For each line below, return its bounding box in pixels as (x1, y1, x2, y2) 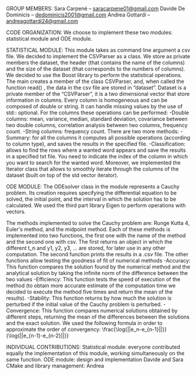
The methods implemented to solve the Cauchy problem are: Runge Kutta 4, (6, 220, 190, 226)
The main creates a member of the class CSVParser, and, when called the (6, 78, 185, 85)
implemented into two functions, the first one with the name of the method (6, 232, 186, 239)
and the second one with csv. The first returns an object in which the (6, 238, 173, 245)
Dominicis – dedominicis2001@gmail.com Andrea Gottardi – (6, 11, 151, 18)
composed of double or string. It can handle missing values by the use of (6, 103, 183, 109)
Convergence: (6, 307, 40, 314)
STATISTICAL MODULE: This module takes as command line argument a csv (6, 47, 191, 54)
